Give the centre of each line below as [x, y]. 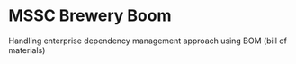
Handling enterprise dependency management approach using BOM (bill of [148, 41]
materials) [27, 50]
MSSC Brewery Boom [90, 16]
